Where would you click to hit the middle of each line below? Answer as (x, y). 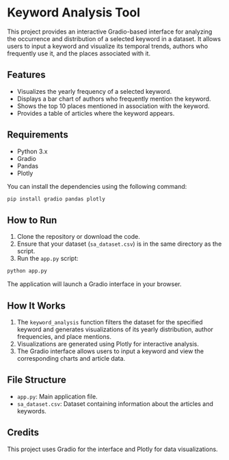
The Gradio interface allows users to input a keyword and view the (110, 351)
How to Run (32, 220)
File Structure (37, 380)
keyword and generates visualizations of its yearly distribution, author (115, 329)
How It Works (37, 306)
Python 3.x (32, 151)
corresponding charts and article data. (71, 358)
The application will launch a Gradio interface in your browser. (94, 284)
